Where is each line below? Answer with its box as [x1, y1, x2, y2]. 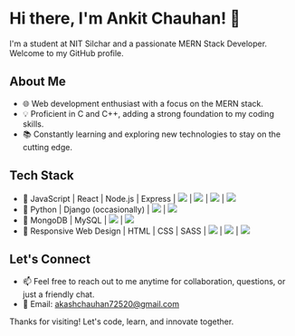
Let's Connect [9, 251, 90, 266]
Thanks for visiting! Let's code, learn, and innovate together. [9, 316, 234, 327]
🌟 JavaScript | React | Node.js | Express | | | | [22, 193, 224, 204]
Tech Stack [9, 168, 74, 184]
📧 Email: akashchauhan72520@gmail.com [22, 299, 179, 310]
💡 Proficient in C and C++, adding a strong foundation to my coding [22, 108, 274, 119]
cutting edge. [22, 141, 72, 152]
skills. [22, 118, 44, 130]
